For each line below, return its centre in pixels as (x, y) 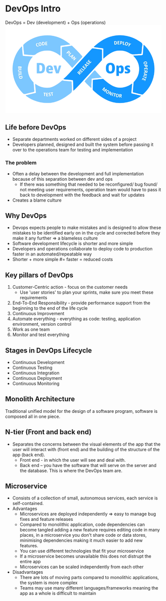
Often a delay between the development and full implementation (78, 174)
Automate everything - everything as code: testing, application (76, 319)
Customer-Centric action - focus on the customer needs (70, 287)
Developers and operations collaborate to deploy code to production (82, 249)
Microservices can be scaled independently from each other (82, 567)
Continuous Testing (32, 367)
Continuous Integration (36, 373)
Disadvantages (28, 572)
